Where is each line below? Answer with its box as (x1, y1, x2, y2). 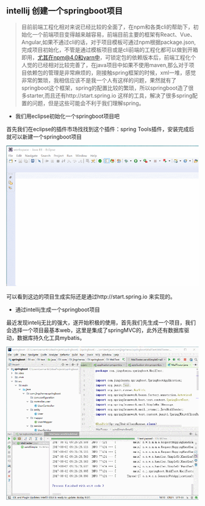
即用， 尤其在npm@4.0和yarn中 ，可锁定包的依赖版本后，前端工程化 (21, 54, 191, 61)
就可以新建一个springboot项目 (6, 133, 82, 140)
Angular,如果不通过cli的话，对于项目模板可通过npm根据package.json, (21, 38, 196, 46)
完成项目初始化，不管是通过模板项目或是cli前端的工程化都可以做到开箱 (21, 46, 198, 53)
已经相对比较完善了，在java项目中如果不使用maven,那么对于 (37, 61, 189, 68)
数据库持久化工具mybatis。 (16, 334, 85, 341)
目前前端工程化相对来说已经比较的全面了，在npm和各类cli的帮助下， (21, 23, 193, 31)
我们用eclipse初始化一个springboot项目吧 (15, 112, 120, 120)
